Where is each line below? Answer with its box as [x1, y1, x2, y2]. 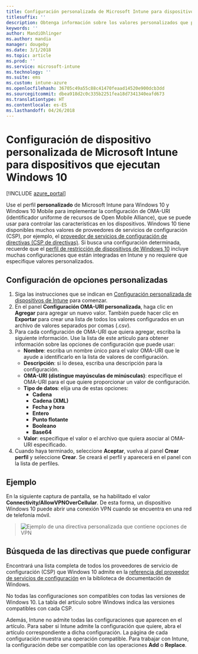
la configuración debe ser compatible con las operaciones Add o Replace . [6, 641, 187, 648]
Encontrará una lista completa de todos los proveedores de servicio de [6, 562, 178, 569]
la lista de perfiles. [14, 460, 60, 467]
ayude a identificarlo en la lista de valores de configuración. [23, 354, 169, 361]
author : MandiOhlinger [6, 31, 62, 37]
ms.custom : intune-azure [6, 80, 67, 86]
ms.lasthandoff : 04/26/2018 [6, 107, 75, 113]
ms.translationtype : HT [6, 96, 65, 102]
